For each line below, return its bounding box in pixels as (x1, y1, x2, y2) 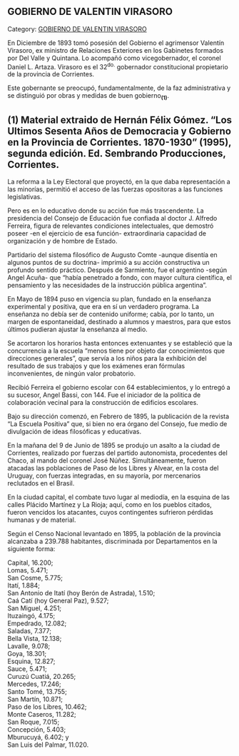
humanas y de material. (7, 515, 76, 524)
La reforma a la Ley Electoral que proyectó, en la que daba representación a (7, 178, 230, 186)
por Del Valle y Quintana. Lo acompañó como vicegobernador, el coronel (7, 54, 221, 62)
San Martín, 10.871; (7, 695, 63, 704)
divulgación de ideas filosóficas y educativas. (7, 428, 141, 436)
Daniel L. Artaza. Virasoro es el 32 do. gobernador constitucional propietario (7, 61, 228, 71)
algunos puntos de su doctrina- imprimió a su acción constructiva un (7, 258, 210, 267)
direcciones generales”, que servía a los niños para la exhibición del (7, 354, 207, 363)
